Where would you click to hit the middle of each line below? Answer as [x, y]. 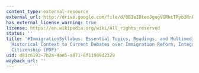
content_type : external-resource [47, 11]
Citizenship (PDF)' [36, 50]
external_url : [24, 17]
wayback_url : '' [26, 61]
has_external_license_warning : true [51, 22]
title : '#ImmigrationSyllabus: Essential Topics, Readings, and [87, 39]
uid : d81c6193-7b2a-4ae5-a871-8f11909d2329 [61, 55]
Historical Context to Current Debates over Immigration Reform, [94, 45]
